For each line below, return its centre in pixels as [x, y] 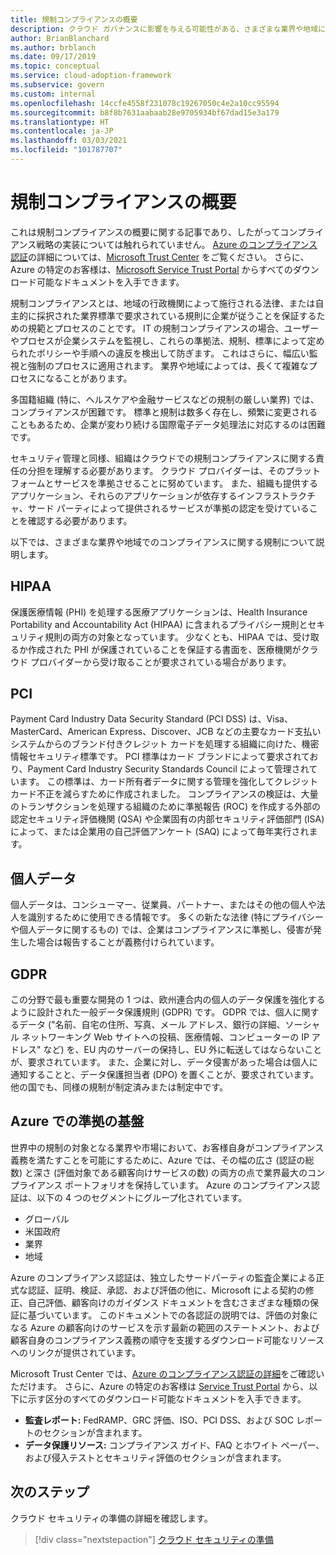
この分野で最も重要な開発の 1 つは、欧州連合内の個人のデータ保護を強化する [168, 1000]
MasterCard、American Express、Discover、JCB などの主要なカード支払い [166, 732]
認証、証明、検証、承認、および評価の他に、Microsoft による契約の [166, 1290]
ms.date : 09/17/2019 [53, 57]
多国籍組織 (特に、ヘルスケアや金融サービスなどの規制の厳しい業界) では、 [165, 399]
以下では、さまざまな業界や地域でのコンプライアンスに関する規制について [163, 542]
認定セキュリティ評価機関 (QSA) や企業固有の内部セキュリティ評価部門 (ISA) [167, 819]
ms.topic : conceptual [55, 66]
